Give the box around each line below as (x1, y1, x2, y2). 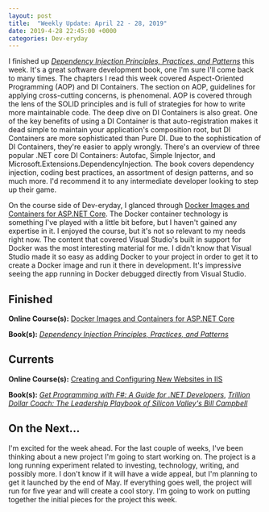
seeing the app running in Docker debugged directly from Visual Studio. (8, 269, 247, 279)
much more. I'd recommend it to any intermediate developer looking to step (8, 177, 259, 186)
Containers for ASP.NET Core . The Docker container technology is (8, 209, 229, 219)
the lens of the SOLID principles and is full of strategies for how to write (8, 99, 246, 109)
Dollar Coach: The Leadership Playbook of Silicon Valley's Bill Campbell (8, 398, 248, 408)
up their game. (8, 185, 57, 194)
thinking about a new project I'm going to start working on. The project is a (8, 452, 256, 461)
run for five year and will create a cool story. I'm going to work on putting (8, 485, 250, 496)
